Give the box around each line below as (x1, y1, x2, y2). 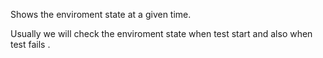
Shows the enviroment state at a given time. (10, 9, 192, 20)
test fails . (10, 39, 51, 50)
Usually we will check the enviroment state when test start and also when (10, 28, 313, 39)
